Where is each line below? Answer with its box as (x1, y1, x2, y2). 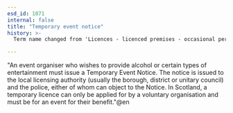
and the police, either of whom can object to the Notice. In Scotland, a (7, 83, 207, 92)
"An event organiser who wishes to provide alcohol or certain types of (7, 61, 207, 69)
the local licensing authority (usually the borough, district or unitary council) (7, 76, 224, 84)
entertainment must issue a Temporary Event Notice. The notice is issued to (7, 69, 224, 77)
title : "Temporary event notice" (7, 23, 104, 30)
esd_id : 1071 (7, 10, 45, 17)
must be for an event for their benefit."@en (7, 98, 130, 106)
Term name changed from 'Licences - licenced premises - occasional (13, 36, 216, 43)
